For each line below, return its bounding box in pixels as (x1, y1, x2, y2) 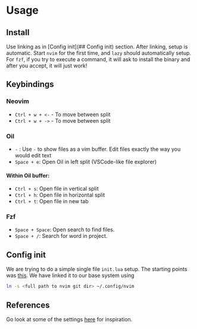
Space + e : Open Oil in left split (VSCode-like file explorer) (14, 158, 157, 165)
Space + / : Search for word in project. (14, 232, 108, 240)
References (6, 300, 50, 310)
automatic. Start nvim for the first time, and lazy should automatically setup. (6, 49, 192, 57)
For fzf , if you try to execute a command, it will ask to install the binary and (6, 56, 190, 63)
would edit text (14, 151, 52, 159)
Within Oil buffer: (6, 172, 50, 179)
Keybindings (6, 79, 55, 89)
